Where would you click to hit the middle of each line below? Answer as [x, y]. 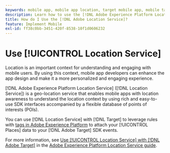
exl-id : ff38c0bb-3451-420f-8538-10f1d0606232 [55, 29]
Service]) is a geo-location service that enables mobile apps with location [82, 93]
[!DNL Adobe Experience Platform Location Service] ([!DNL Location [76, 88]
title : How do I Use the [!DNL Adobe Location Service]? [67, 19]
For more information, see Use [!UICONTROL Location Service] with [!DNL [83, 140]
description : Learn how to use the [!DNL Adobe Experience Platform [79, 15]
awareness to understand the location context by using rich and [72, 99]
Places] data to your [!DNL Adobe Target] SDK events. [62, 130]
